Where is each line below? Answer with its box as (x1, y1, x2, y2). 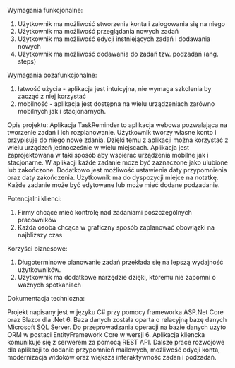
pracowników (17, 215, 57, 224)
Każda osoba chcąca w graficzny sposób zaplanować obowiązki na (17, 223, 215, 232)
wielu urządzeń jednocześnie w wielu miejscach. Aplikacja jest (7, 143, 189, 151)
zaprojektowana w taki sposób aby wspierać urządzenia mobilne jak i (7, 151, 209, 159)
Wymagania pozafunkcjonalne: (7, 71, 97, 79)
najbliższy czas (17, 231, 63, 239)
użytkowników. (17, 266, 61, 274)
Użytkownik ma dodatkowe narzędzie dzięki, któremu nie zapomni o (17, 273, 217, 281)
